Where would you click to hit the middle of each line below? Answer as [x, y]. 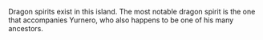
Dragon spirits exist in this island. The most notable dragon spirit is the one [132, 12]
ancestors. [26, 28]
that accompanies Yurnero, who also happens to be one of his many [121, 20]
